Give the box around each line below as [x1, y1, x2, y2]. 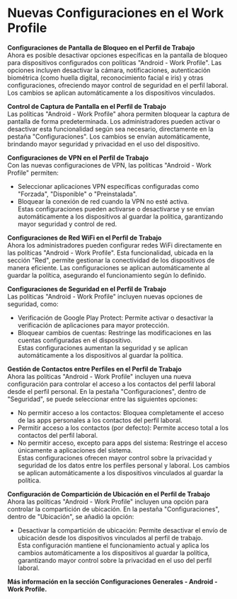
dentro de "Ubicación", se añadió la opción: [7, 512, 134, 521]
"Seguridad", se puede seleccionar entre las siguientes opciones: [7, 395, 198, 403]
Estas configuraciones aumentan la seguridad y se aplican [17, 343, 188, 351]
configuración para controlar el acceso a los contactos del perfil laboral [7, 380, 216, 388]
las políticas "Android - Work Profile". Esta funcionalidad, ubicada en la [7, 248, 214, 257]
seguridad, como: [7, 299, 59, 308]
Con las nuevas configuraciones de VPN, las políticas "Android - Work [7, 161, 212, 169]
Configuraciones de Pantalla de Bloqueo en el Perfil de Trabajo [7, 43, 195, 52]
